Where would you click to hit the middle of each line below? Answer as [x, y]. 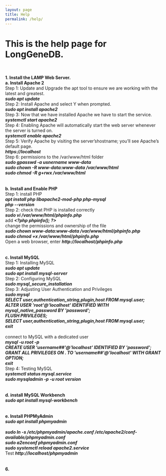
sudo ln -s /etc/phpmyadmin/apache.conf [50, 432]
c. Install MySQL [22, 257]
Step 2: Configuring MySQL [33, 279]
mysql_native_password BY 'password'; [48, 310]
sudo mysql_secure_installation [39, 284]
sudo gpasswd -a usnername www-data [48, 162]
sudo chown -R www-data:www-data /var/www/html [62, 168]
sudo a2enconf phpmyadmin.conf [41, 443]
